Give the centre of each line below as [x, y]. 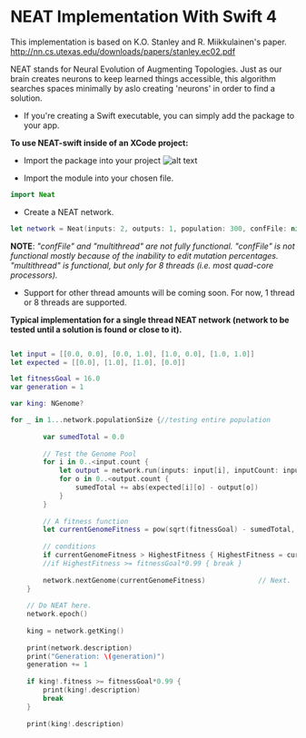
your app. [41, 125]
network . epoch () [58, 615]
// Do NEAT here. [59, 605]
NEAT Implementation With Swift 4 [144, 17]
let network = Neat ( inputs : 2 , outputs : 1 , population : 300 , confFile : [149, 229]
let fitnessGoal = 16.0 [55, 379]
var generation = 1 [47, 388]
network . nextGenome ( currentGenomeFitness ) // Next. [167, 580]
